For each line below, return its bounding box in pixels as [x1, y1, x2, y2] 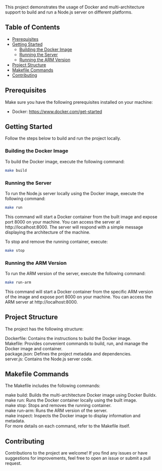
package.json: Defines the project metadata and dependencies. [5, 351, 132, 357]
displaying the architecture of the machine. [5, 229, 90, 235]
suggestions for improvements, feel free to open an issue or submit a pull [5, 455, 151, 461]
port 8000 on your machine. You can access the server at [5, 219, 120, 225]
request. [5, 460, 22, 466]
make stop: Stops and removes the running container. [5, 403, 112, 408]
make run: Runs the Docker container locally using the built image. [5, 397, 137, 403]
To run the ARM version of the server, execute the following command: [5, 270, 146, 276]
